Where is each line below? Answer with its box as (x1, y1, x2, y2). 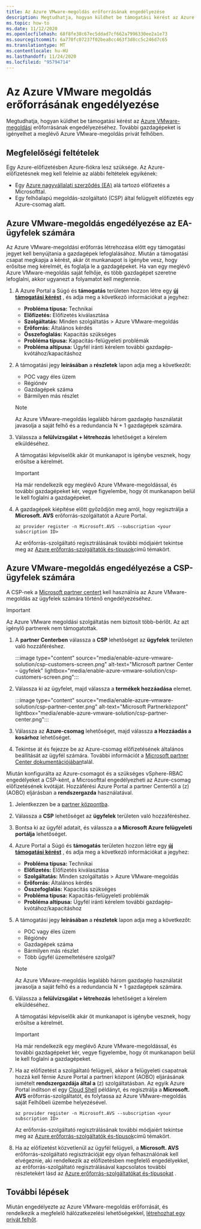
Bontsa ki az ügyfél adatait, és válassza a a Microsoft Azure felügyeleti (14, 824, 193, 831)
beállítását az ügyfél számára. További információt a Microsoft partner (14, 751, 189, 759)
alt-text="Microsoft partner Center (108, 660, 194, 667)
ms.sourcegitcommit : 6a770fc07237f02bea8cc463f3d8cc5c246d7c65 (6, 37, 168, 43)
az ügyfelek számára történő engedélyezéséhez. (32, 595, 153, 602)
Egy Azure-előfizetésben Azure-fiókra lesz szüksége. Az (6, 163, 147, 171)
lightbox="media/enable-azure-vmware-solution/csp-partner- (14, 709, 169, 717)
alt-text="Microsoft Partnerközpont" (98, 703, 188, 710)
